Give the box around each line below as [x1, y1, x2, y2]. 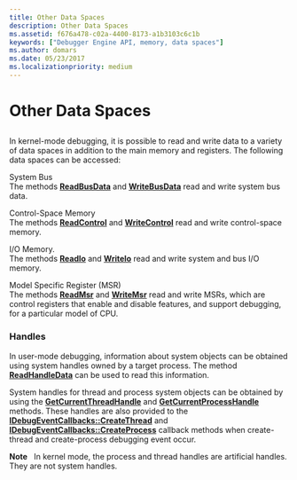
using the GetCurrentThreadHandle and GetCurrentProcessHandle [9, 396, 260, 406]
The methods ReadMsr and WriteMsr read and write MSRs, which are [9, 289, 266, 300]
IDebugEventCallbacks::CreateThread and [9, 414, 168, 426]
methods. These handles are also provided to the [9, 405, 189, 416]
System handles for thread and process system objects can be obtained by [9, 387, 284, 397]
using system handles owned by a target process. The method [9, 360, 238, 371]
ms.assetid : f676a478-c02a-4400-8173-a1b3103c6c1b [9, 29, 200, 38]
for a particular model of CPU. [9, 308, 119, 319]
